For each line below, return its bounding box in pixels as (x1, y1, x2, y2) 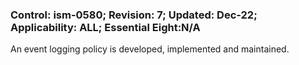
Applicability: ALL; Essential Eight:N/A (10, 20, 201, 34)
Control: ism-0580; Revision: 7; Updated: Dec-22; (10, 8, 258, 22)
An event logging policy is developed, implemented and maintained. (10, 43, 290, 55)
